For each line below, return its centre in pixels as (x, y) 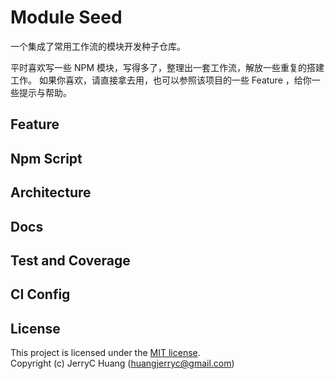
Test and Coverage (70, 260)
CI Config (40, 294)
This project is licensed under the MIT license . (105, 353)
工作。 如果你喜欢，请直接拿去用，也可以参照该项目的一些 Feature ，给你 (161, 80)
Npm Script (46, 158)
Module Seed (66, 17)
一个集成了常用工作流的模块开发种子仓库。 (98, 46)
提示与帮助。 (45, 92)
